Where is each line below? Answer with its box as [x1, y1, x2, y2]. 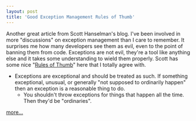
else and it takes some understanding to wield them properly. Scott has [6, 55, 178, 62]
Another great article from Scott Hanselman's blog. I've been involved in [6, 30, 181, 37]
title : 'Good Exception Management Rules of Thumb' [6, 14, 135, 20]
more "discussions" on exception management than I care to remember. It [6, 36, 185, 43]
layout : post [6, 8, 38, 15]
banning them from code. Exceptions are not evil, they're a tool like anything [6, 49, 191, 56]
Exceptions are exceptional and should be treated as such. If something [14, 72, 188, 79]
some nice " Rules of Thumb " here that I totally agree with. [6, 61, 146, 68]
